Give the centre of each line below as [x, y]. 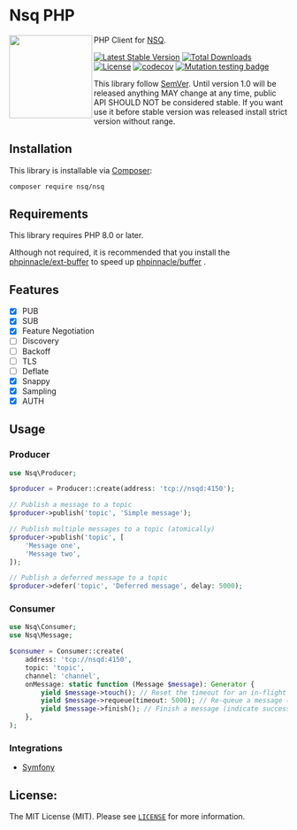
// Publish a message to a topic [71, 505]
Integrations [36, 748]
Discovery [40, 341]
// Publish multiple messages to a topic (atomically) [112, 529]
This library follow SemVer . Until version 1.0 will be [185, 83]
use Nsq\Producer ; [43, 473]
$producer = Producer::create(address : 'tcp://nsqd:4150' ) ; [122, 489]
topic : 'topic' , [55, 668]
